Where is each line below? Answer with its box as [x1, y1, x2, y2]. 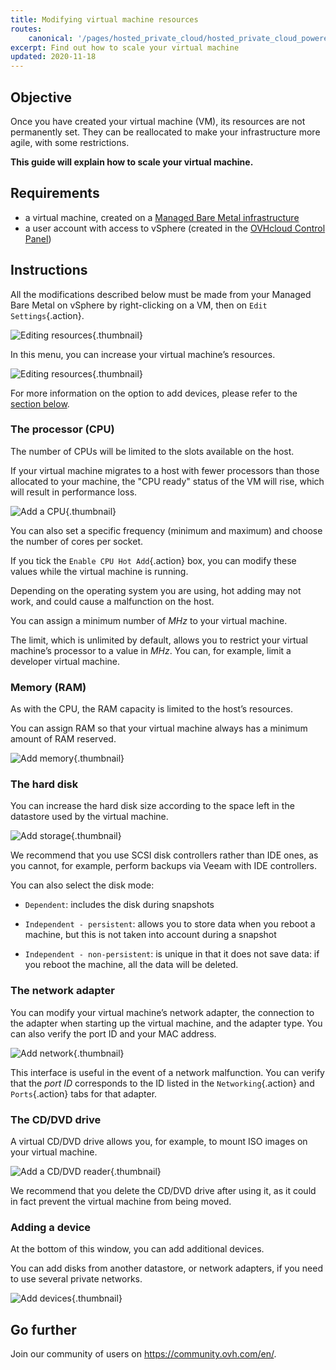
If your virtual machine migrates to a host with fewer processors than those [10, 464, 320, 476]
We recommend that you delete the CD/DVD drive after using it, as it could [10, 1185, 317, 1197]
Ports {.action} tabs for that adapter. [10, 1087, 158, 1100]
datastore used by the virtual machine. [10, 811, 169, 823]
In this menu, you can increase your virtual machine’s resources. [10, 348, 276, 360]
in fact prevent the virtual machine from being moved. [10, 1196, 232, 1208]
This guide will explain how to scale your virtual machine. [10, 156, 254, 168]
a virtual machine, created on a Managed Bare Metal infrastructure [24, 211, 300, 223]
